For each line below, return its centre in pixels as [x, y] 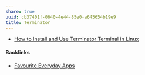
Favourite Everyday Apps [44, 66]
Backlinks [18, 52]
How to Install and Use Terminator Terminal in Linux [76, 39]
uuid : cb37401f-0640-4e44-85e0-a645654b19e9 [61, 17]
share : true [20, 11]
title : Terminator [28, 22]
